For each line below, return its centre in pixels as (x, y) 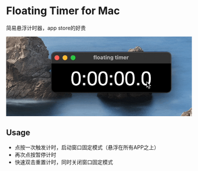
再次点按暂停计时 (35, 155)
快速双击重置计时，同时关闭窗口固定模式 (64, 162)
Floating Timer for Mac (63, 11)
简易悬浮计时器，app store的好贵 (46, 28)
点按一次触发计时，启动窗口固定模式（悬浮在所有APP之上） (87, 147)
